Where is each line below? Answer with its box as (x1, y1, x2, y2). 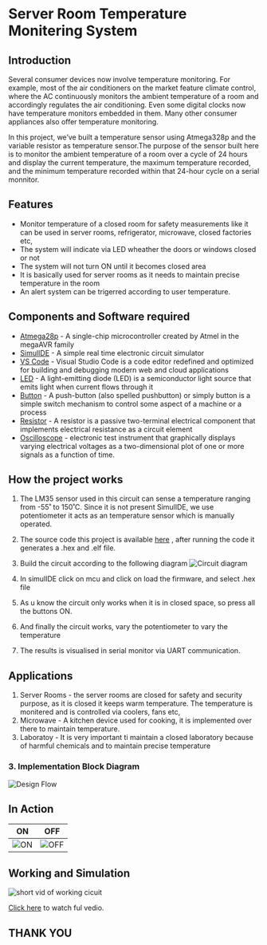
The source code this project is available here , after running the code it (19, 535, 255, 545)
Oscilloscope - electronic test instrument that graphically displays (19, 432, 236, 443)
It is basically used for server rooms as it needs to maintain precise (19, 270, 241, 279)
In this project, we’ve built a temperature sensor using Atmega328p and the (8, 132, 257, 142)
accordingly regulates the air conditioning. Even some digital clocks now (8, 100, 246, 109)
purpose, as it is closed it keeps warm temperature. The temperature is (19, 699, 253, 708)
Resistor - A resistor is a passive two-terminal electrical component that (19, 415, 256, 425)
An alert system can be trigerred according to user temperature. (19, 286, 231, 296)
